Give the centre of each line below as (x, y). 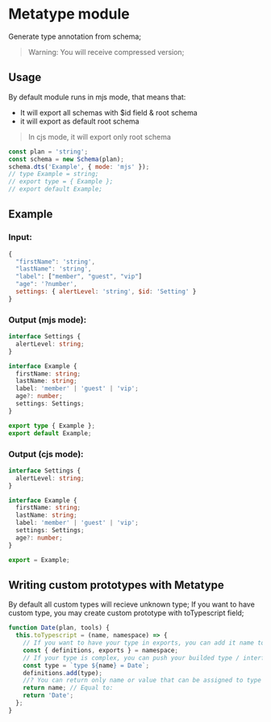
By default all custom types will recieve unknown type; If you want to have (132, 604)
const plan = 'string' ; (48, 151)
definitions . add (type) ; (63, 673)
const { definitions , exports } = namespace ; (101, 650)
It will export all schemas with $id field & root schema (108, 112)
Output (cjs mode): (46, 454)
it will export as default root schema (79, 121)
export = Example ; (39, 560)
